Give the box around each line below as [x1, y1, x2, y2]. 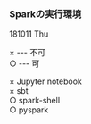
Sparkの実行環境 [9, 7, 82, 20]
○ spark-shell [9, 95, 61, 106]
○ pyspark [9, 104, 49, 115]
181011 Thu [9, 29, 49, 39]
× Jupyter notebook [9, 76, 82, 87]
